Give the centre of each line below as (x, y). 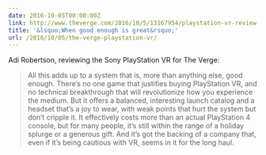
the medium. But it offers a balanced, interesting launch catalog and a (141, 100)
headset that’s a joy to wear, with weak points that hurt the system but (142, 109)
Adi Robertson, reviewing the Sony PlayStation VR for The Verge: (114, 60)
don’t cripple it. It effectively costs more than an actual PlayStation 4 (139, 117)
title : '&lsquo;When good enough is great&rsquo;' (93, 30)
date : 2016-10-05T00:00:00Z (55, 15)
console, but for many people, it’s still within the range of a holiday (135, 126)
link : (17, 23)
